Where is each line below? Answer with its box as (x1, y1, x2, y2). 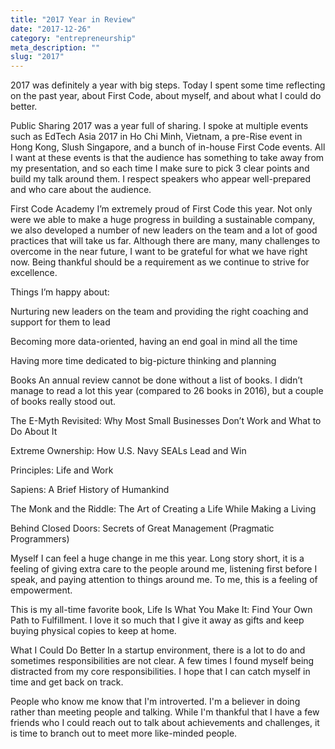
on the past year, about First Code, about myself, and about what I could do (10, 90, 322, 102)
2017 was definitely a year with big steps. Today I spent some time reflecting (10, 79, 326, 91)
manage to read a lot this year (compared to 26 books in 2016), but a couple (10, 385, 324, 397)
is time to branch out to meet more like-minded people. (10, 727, 238, 740)
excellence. (10, 267, 58, 279)
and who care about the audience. (10, 184, 152, 196)
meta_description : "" (10, 42, 101, 53)
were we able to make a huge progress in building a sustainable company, (10, 214, 316, 226)
